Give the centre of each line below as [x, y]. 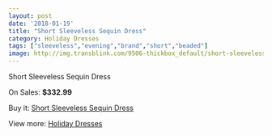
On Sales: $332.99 [40, 92]
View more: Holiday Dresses [55, 123]
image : [19, 53]
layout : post [30, 16]
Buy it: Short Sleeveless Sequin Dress [71, 108]
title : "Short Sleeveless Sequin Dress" [78, 31]
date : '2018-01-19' [41, 23]
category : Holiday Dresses [54, 38]
